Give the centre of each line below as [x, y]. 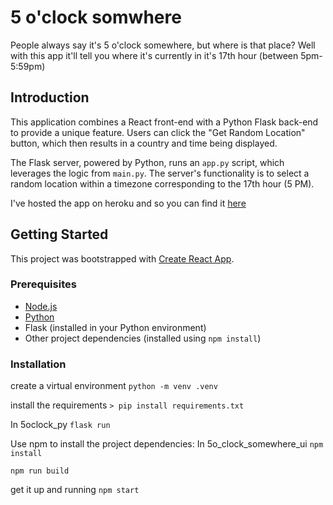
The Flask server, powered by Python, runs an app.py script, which [147, 162]
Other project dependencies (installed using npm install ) [143, 338]
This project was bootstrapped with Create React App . [122, 258]
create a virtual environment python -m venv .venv [114, 386]
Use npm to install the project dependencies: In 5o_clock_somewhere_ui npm [167, 444]
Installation [38, 364]
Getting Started [59, 234]
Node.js [41, 306]
